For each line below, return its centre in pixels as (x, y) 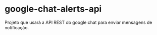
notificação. (17, 27)
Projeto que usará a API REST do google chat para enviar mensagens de (78, 22)
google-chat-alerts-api (53, 9)
